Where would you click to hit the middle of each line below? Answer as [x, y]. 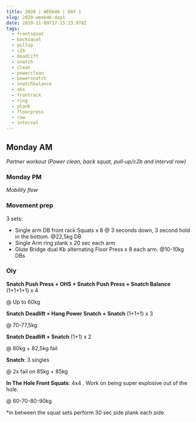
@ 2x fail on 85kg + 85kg [37, 371]
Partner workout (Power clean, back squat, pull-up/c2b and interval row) [96, 161]
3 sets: [15, 218]
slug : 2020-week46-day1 [36, 17]
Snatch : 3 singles [28, 360]
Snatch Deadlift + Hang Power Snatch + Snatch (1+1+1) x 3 [80, 313]
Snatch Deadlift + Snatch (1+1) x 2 [49, 337]
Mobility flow [22, 190]
